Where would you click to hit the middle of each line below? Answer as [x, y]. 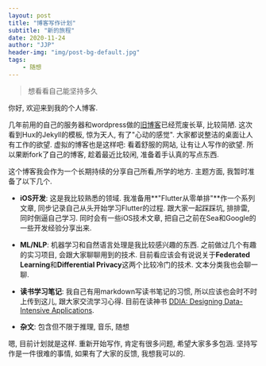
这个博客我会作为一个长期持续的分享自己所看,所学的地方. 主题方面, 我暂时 [128, 171]
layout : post [30, 15]
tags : [17, 60]
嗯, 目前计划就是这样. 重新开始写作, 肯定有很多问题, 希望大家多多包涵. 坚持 [129, 343]
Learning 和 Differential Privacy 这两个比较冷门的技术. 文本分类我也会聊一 [139, 264]
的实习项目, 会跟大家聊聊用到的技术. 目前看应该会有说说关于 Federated [135, 254]
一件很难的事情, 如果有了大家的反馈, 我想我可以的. [103, 353]
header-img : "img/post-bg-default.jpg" [74, 52]
